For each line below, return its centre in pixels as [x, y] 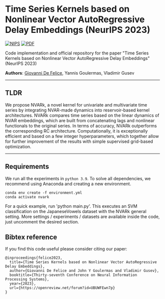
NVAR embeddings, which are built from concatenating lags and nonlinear [80, 120]
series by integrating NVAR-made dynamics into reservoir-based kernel [77, 110]
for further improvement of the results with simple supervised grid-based [79, 141]
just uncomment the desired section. [42, 221]
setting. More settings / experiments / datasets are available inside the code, [82, 217]
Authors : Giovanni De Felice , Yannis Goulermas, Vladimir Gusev [70, 73]
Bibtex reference [31, 237]
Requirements [27, 167]
